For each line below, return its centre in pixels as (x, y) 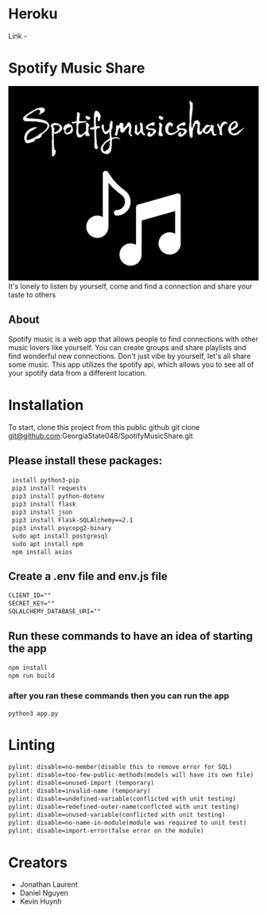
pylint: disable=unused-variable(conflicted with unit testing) (117, 815)
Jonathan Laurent (48, 884)
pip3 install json (42, 512)
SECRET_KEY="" (32, 604)
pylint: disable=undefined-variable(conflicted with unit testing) (122, 799)
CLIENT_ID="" (30, 596)
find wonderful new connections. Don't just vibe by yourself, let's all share (130, 356)
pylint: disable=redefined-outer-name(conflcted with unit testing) (124, 807)
